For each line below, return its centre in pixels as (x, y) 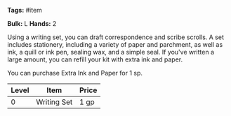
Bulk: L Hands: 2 (32, 23)
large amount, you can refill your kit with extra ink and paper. (95, 59)
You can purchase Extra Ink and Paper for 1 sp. (75, 73)
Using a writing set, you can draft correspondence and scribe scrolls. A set (116, 37)
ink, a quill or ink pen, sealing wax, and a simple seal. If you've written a (111, 52)
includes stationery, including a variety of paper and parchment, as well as (115, 44)
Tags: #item (25, 10)
